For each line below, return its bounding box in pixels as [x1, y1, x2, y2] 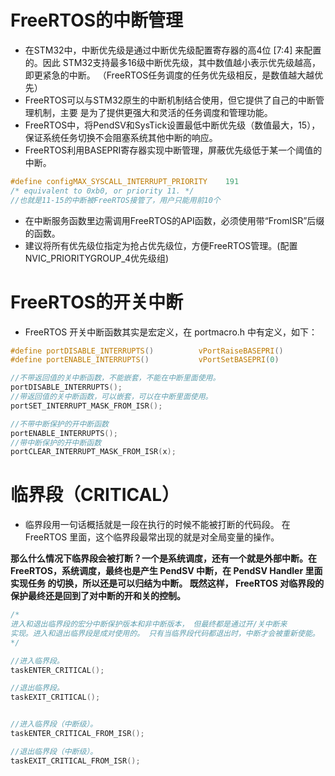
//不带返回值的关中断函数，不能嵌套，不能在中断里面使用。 [10, 373, 221, 383]
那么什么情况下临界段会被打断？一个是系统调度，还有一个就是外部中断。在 [10, 552, 317, 565]
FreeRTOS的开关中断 [10, 291, 184, 313]
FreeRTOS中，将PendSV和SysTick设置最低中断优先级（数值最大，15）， [24, 119, 321, 131]
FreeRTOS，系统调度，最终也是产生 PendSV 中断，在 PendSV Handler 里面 [10, 565, 323, 577]
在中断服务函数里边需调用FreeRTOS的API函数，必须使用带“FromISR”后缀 [24, 214, 325, 226]
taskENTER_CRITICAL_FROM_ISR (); [10, 729, 145, 739]
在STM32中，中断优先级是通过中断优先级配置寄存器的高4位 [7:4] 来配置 [24, 44, 322, 56]
